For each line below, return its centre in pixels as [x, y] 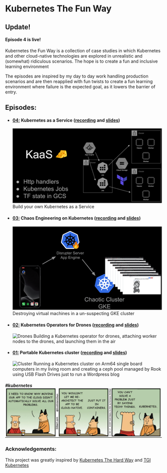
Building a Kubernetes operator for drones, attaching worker [95, 336]
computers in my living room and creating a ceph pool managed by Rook [87, 369]
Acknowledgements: [31, 449]
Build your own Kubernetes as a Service [53, 207]
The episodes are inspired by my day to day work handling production [77, 76]
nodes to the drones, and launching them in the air [64, 341]
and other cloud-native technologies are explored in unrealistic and [74, 56]
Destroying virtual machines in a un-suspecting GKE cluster [73, 314]
